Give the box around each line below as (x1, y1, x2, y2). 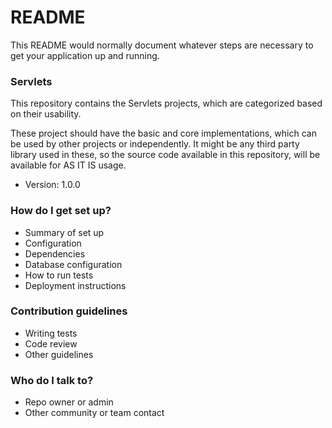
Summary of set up (24, 226, 105, 238)
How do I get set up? (10, 204, 112, 218)
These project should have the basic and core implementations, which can (10, 127, 317, 140)
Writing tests (24, 327, 78, 339)
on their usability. (10, 108, 82, 120)
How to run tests (24, 269, 94, 281)
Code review (24, 337, 78, 350)
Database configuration (24, 258, 123, 270)
